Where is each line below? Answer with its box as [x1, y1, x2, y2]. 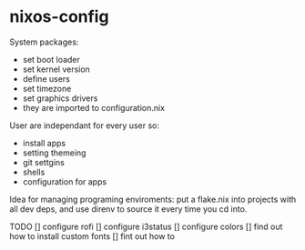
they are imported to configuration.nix [22, 102, 166, 113]
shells [22, 166, 46, 177]
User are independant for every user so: [9, 120, 159, 131]
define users [22, 73, 70, 84]
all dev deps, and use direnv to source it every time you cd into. [9, 203, 248, 215]
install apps [22, 137, 66, 148]
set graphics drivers [22, 93, 98, 104]
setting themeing [22, 147, 86, 158]
